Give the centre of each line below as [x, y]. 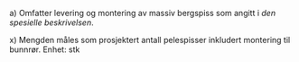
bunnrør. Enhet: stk [45, 49]
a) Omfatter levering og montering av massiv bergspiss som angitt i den [143, 13]
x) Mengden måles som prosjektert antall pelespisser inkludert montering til [150, 40]
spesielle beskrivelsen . [51, 22]
